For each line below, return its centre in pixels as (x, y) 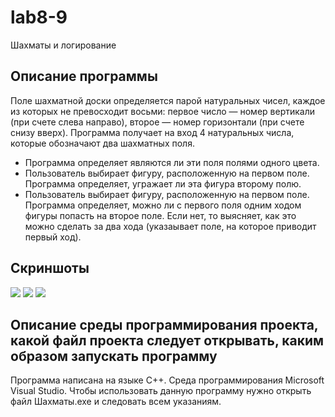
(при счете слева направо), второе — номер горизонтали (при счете (157, 122)
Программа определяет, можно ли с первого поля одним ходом (163, 205)
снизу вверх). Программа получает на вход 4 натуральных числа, (152, 132)
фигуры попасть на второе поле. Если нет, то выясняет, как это (160, 215)
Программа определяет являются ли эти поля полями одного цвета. (172, 162)
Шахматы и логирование (63, 45)
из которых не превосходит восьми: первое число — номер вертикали (163, 111)
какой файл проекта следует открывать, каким (167, 340)
